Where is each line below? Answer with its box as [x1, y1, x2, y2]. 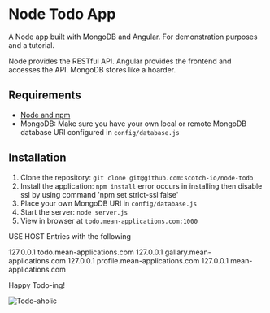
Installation [8, 151, 67, 165]
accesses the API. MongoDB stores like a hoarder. [8, 64, 176, 74]
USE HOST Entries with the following [8, 231, 132, 241]
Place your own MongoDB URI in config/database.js [20, 198, 198, 208]
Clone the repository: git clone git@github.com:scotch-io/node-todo [20, 172, 254, 182]
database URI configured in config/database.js [20, 127, 181, 137]
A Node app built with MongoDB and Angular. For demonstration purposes [8, 32, 258, 41]
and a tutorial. [8, 40, 55, 50]
